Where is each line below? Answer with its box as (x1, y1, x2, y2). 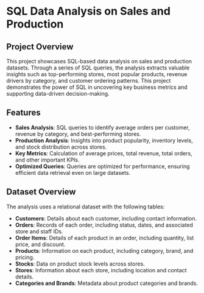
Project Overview (6, 41, 74, 52)
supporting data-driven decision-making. (6, 90, 110, 97)
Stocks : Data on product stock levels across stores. (15, 260, 145, 267)
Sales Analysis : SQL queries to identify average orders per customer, (15, 124, 190, 131)
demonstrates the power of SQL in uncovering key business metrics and (6, 83, 188, 91)
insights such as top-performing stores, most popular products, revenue (6, 71, 188, 77)
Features (6, 108, 41, 118)
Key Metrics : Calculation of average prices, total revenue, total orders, (15, 149, 193, 157)
